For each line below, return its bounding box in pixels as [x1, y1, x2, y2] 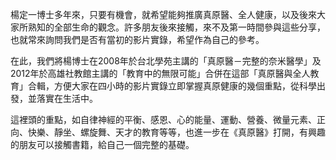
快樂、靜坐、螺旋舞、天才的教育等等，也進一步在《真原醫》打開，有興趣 [27, 126, 326, 138]
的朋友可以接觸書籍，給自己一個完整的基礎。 [10, 139, 195, 150]
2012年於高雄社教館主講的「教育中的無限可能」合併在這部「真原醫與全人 [10, 68, 311, 79]
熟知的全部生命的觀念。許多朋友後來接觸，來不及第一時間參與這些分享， [27, 21, 326, 33]
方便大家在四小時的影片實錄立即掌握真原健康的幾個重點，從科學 [53, 80, 317, 92]
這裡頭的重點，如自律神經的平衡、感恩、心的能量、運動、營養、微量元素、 [10, 114, 317, 125]
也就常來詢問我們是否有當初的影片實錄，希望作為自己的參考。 [10, 34, 265, 45]
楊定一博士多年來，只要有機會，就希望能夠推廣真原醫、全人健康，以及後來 [10, 9, 317, 20]
